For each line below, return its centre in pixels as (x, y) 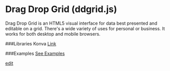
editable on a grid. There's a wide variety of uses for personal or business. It (85, 28)
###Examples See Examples (35, 53)
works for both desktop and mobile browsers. (53, 34)
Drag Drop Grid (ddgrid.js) (61, 9)
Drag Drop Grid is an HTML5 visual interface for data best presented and (81, 23)
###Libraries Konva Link (31, 43)
